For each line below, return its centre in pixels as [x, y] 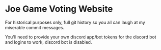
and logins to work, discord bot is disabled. [49, 42]
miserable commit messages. [35, 27]
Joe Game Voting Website [59, 9]
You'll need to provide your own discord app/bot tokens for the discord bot [80, 37]
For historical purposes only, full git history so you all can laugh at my [75, 22]
